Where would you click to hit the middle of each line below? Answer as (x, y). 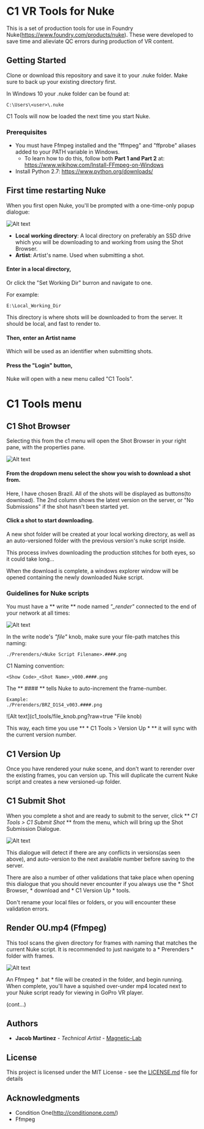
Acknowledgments (43, 1098)
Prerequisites (27, 132)
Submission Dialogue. (34, 828)
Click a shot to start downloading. (50, 520)
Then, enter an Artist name (41, 337)
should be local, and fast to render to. (53, 324)
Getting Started (36, 60)
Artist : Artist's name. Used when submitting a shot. (80, 255)
